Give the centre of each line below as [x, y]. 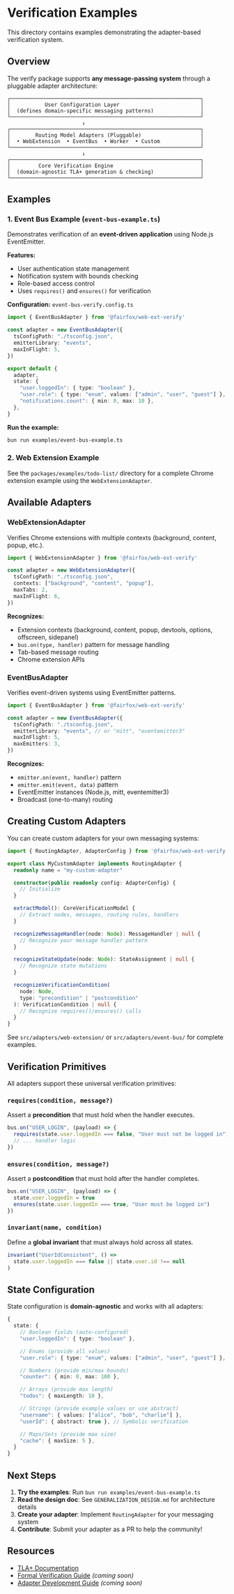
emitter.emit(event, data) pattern [68, 785]
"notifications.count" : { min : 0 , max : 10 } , [87, 401]
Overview [29, 62]
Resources [31, 1551]
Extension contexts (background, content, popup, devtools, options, [115, 630]
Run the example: [33, 427]
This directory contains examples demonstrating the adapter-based [104, 32]
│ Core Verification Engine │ [106, 165]
